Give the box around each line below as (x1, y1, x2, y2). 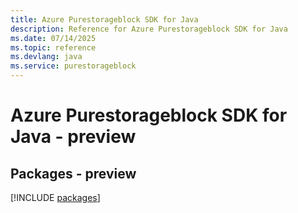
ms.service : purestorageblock (10, 61, 137, 71)
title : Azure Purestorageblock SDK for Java (10, 14, 199, 25)
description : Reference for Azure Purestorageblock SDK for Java (10, 24, 288, 34)
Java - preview (10, 126, 137, 148)
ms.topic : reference (10, 42, 97, 53)
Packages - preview (10, 165, 137, 182)
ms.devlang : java (10, 52, 83, 62)
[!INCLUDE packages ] (10, 192, 101, 203)
